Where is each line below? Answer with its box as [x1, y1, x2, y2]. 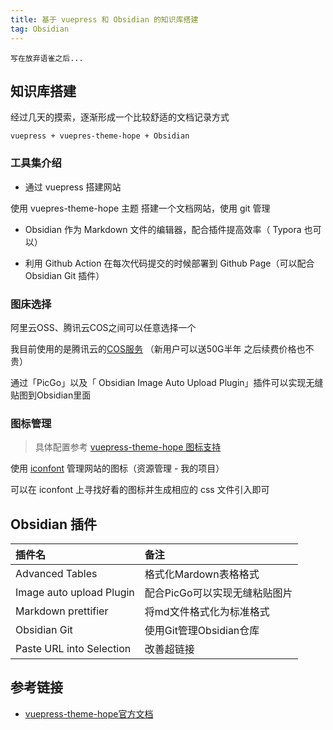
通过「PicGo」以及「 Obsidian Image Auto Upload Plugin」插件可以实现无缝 [10, 376, 324, 388]
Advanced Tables [15, 567, 98, 581]
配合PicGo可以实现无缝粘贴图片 [144, 586, 293, 600]
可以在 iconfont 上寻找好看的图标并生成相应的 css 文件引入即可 [10, 484, 270, 496]
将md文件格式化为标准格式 [144, 605, 270, 619]
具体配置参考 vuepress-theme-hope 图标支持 [34, 441, 222, 453]
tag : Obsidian [10, 24, 70, 34]
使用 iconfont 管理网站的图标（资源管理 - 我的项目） [10, 462, 225, 475]
